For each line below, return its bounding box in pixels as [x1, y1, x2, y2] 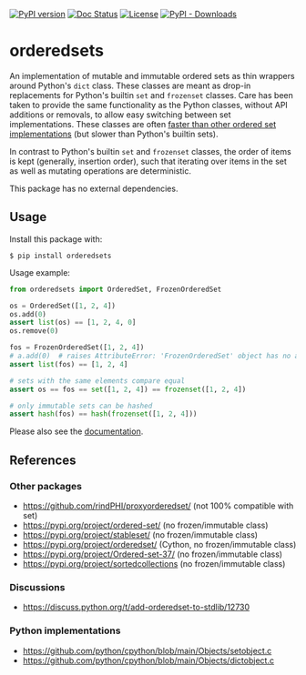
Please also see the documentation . [9, 426, 144, 437]
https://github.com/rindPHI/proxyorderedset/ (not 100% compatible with [22, 500, 294, 511]
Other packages [9, 479, 82, 492]
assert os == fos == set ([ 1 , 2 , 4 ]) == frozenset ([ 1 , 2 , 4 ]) [9, 385, 247, 394]
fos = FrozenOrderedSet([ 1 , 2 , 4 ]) [9, 343, 145, 352]
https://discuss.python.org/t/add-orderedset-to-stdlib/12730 [22, 601, 250, 613]
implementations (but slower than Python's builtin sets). [9, 128, 219, 139]
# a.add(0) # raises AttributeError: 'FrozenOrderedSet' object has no [9, 351, 291, 360]
